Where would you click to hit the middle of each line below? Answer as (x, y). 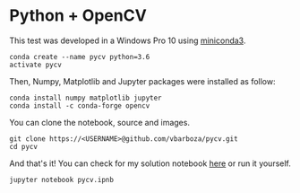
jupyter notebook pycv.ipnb (62, 180)
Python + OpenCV (78, 16)
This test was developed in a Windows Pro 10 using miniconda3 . (128, 40)
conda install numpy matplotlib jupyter (86, 98)
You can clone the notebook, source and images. (100, 122)
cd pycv (24, 146)
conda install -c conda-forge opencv (80, 105)
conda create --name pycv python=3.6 (80, 57)
